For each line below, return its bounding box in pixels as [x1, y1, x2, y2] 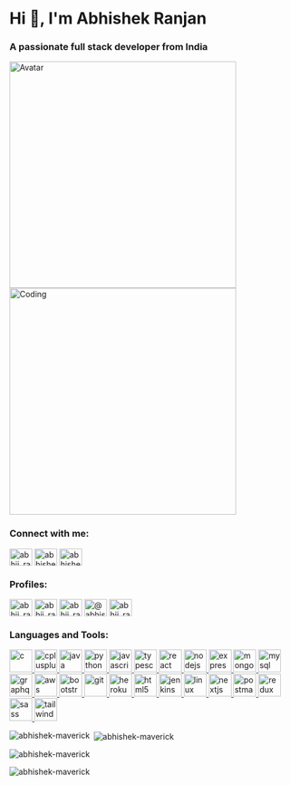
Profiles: [9, 577, 48, 590]
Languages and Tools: [9, 629, 109, 641]
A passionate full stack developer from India [9, 41, 208, 53]
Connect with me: [9, 528, 90, 540]
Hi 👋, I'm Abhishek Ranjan [9, 8, 207, 29]
